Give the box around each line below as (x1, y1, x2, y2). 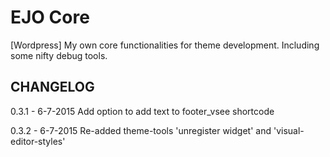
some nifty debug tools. (10, 49, 108, 61)
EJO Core (10, 6, 90, 29)
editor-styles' (10, 135, 66, 147)
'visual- (273, 124, 305, 136)
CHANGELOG (10, 79, 95, 96)
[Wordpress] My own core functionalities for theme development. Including (10, 39, 320, 51)
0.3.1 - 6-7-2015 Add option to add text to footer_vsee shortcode (10, 105, 275, 117)
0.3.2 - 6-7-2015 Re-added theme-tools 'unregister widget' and (10, 124, 272, 136)
